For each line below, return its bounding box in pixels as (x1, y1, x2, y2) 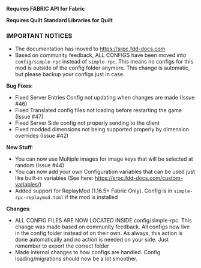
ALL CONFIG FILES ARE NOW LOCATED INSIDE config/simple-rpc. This (14, 217, 192, 224)
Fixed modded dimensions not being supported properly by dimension (14, 126, 189, 133)
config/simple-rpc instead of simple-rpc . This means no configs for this (14, 58, 194, 65)
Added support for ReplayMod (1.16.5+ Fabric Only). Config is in (14, 187, 173, 194)
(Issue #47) (14, 113, 44, 121)
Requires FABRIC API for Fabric (6, 5, 85, 12)
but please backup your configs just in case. (14, 71, 125, 78)
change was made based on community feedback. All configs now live (14, 223, 190, 230)
